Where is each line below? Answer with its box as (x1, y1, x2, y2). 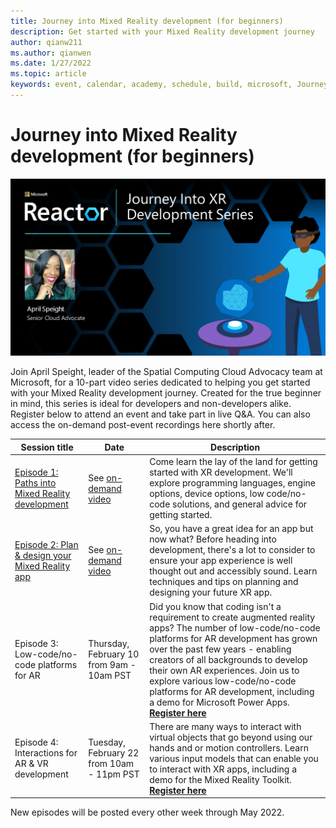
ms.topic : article (10, 69, 87, 79)
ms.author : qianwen (10, 48, 92, 58)
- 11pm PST (88, 768, 140, 780)
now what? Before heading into (149, 533, 277, 545)
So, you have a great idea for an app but (149, 523, 314, 535)
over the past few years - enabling (149, 643, 292, 655)
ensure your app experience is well (149, 555, 293, 567)
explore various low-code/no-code (149, 675, 297, 687)
